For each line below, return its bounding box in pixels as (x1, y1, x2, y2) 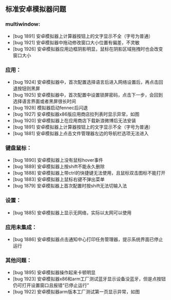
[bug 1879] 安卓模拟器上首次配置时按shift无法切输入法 (12, 183, 127, 189)
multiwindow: (5, 21, 41, 28)
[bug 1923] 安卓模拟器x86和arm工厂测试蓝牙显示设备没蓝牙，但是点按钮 (12, 276, 166, 282)
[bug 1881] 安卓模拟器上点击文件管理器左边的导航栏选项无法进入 (12, 130, 149, 136)
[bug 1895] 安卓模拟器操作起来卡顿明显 (12, 269, 96, 276)
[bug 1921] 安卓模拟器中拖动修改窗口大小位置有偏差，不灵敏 (12, 39, 140, 45)
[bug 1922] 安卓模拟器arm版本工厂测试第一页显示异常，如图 (12, 289, 140, 295)
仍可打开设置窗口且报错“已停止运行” (12, 282, 89, 289)
